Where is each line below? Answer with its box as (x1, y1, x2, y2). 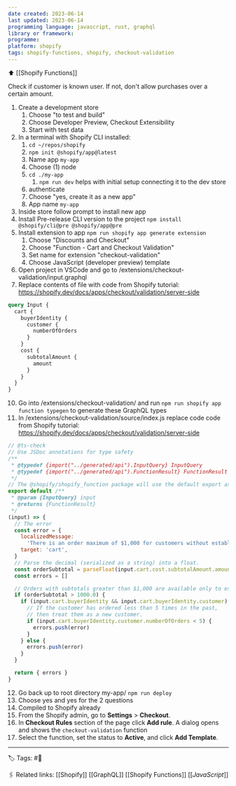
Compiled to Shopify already (18, 703, 101, 712)
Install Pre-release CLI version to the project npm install (18, 214, 182, 223)
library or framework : (8, 29, 74, 37)
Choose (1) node (28, 163, 76, 171)
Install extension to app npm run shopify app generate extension (18, 228, 207, 237)
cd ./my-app (28, 171, 64, 179)
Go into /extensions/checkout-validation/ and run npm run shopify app (18, 399, 221, 407)
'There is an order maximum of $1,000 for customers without (26, 540, 209, 547)
